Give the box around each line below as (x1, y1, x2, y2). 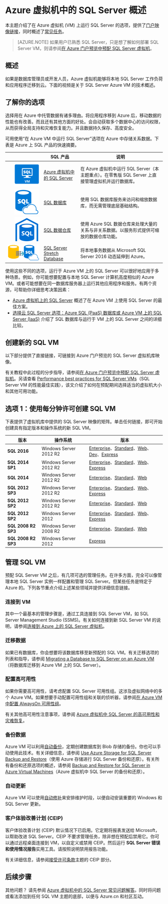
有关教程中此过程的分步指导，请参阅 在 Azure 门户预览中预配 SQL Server (5, 370, 154, 376)
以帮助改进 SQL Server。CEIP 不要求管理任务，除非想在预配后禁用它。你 (5, 833, 155, 839)
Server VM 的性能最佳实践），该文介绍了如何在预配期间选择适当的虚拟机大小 (5, 382, 162, 388)
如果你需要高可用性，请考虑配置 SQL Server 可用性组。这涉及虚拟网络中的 (5, 688, 158, 694)
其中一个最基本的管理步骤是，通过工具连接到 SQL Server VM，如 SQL (5, 611, 149, 617)
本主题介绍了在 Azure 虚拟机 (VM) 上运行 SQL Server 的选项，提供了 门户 (5, 22, 155, 28)
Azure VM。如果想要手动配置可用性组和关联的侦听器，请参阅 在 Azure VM (10, 694, 162, 700)
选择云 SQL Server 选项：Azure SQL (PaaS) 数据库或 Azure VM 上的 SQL (12, 309, 162, 316)
